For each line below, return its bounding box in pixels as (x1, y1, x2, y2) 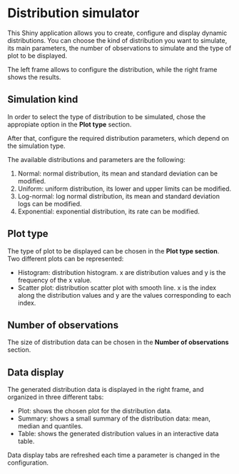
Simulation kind (7, 94, 78, 106)
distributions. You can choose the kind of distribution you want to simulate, (7, 36, 228, 44)
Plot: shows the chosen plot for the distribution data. (17, 407, 173, 415)
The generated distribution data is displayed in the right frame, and (7, 385, 204, 394)
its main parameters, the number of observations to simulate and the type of (7, 44, 232, 52)
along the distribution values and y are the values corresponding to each (17, 291, 232, 299)
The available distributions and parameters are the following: (7, 155, 185, 163)
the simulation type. (7, 141, 66, 150)
